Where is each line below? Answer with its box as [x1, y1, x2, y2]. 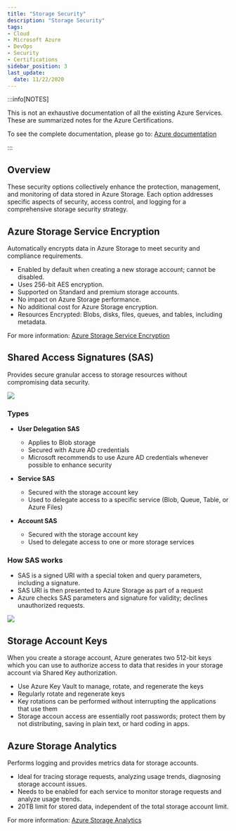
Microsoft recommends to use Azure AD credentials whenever [27, 454, 209, 462]
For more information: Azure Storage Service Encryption [7, 332, 170, 339]
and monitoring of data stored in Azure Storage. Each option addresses [7, 190, 214, 199]
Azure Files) [27, 503, 63, 511]
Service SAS [17, 475, 55, 483]
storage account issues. [17, 780, 88, 789]
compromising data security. [7, 377, 90, 386]
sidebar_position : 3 [7, 63, 68, 70]
